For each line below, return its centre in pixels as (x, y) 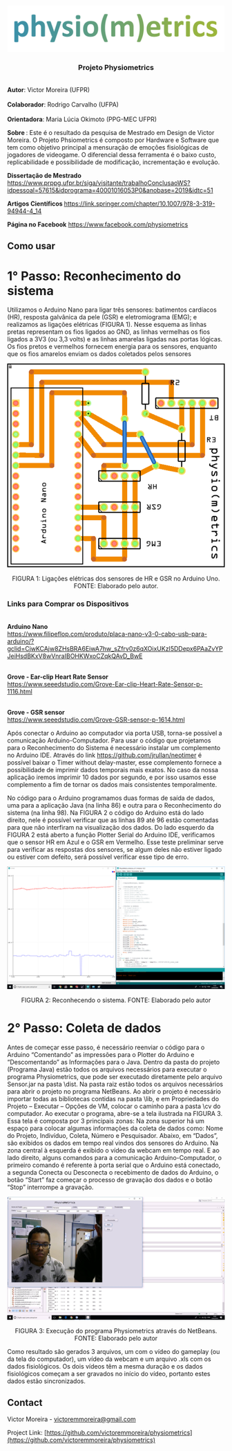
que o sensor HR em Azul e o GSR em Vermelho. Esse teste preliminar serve (116, 842)
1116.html (20, 691)
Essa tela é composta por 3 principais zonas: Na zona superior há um (106, 1121)
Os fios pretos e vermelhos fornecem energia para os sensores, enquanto (112, 347)
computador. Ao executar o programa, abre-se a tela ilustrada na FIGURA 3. (115, 1114)
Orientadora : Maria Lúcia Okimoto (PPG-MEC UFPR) (82, 119)
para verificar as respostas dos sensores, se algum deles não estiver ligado (115, 849)
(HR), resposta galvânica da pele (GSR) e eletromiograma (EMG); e (102, 317)
